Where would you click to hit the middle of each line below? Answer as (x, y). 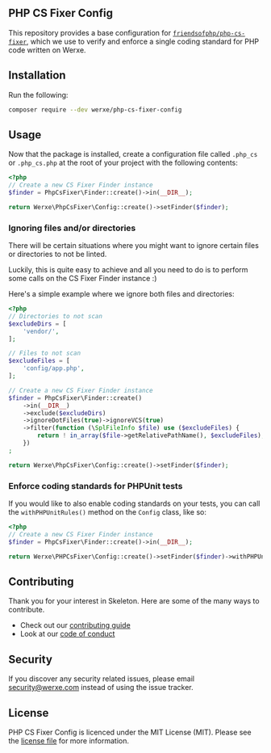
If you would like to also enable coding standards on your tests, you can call (134, 503)
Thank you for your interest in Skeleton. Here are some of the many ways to (134, 601)
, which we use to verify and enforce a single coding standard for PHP (143, 41)
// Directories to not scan (56, 316)
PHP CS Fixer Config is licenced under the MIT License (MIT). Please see (130, 732)
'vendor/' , (41, 331)
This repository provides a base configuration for (90, 32)
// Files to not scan (45, 353)
